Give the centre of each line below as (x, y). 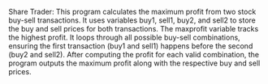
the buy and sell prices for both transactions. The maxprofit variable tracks (134, 29)
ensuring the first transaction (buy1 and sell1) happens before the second (131, 46)
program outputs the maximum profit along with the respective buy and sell (134, 63)
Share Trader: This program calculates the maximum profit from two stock (132, 12)
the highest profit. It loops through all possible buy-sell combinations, (125, 37)
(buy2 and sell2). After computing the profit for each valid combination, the (134, 55)
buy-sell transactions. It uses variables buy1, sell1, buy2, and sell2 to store (132, 20)
